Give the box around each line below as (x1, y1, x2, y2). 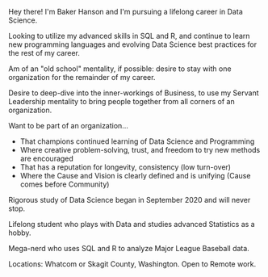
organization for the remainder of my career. (8, 73, 156, 82)
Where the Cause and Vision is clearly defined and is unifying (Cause (19, 171, 251, 180)
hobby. (8, 228, 31, 237)
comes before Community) (19, 179, 110, 189)
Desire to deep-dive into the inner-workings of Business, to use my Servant (8, 88, 259, 98)
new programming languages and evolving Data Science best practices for (8, 40, 257, 49)
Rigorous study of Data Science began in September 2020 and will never (8, 195, 251, 204)
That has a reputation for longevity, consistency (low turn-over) (19, 162, 232, 172)
